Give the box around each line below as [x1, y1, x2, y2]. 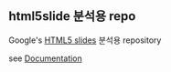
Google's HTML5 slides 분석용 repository [8, 35, 162, 46]
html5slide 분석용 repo [8, 8, 136, 25]
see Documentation [8, 53, 83, 64]
